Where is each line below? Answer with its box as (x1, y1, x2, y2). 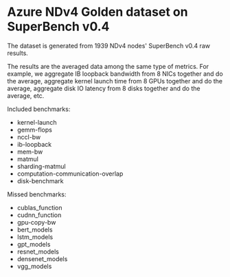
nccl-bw (16, 132, 41, 141)
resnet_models (16, 247, 60, 256)
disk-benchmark (16, 176, 64, 185)
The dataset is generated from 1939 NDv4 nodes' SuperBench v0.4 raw (7, 41, 211, 50)
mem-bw (16, 147, 43, 156)
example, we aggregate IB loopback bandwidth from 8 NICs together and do (7, 70, 223, 78)
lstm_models (16, 232, 54, 241)
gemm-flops (16, 125, 53, 134)
